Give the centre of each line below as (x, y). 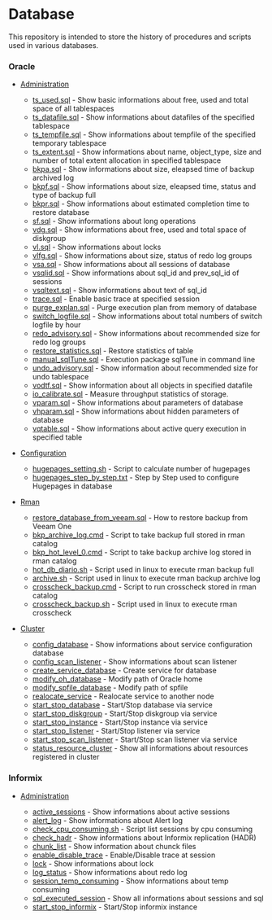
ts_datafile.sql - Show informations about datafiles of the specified (144, 117)
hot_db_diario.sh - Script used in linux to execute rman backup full (143, 570)
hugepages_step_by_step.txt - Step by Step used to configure (136, 478)
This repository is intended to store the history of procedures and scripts (130, 37)
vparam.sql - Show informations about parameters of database (138, 403)
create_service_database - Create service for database (124, 670)
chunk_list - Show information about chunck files (114, 846)
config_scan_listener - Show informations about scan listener (135, 662)
